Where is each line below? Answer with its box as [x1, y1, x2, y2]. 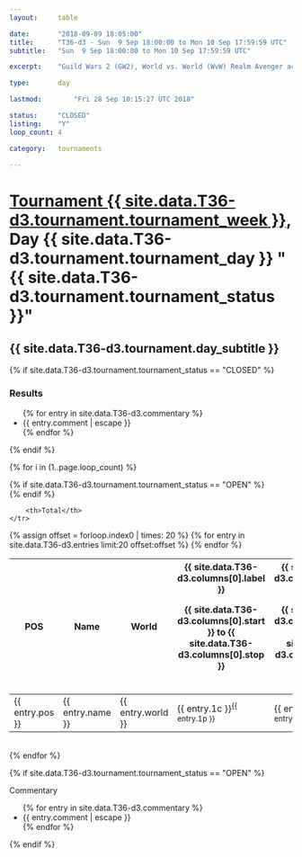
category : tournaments [9, 144, 102, 153]
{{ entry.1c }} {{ [176, 701, 238, 715]
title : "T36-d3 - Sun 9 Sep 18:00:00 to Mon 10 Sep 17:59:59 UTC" [9, 38, 288, 47]
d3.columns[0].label [176, 572, 266, 585]
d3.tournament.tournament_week [9, 210, 268, 230]
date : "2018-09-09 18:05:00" [9, 29, 143, 39]
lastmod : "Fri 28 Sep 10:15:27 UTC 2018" [9, 95, 195, 104]
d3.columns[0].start [177, 614, 265, 627]
